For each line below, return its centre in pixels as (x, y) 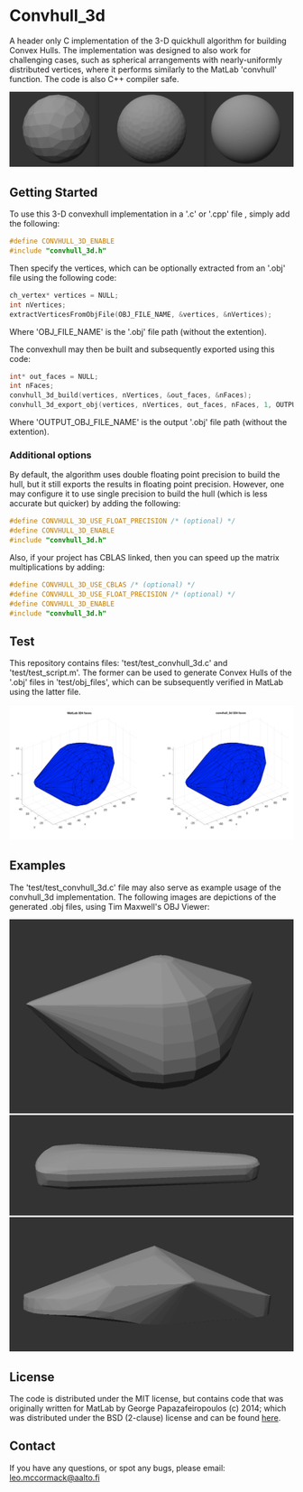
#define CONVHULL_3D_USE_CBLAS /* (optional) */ (102, 584)
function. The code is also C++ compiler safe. (94, 79)
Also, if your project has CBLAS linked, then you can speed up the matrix (144, 557)
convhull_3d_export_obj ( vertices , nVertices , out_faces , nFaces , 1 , (141, 405)
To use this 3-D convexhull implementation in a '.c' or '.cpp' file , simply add (150, 214)
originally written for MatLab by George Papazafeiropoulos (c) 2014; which (148, 1408)
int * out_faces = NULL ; (54, 376)
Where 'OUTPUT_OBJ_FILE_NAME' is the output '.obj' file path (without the (148, 422)
